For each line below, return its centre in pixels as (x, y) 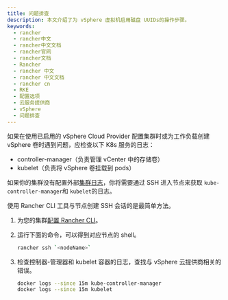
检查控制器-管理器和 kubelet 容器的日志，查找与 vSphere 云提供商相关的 (119, 262)
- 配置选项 (27, 97)
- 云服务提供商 (32, 103)
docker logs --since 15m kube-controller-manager (89, 283)
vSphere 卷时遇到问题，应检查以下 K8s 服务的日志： (81, 144)
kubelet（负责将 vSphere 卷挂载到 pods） (76, 168)
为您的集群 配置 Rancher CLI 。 (59, 220)
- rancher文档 (32, 58)
